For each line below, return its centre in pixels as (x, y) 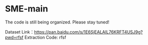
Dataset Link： (20, 32)
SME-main (27, 9)
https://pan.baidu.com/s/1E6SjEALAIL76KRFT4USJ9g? (88, 32)
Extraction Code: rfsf (45, 37)
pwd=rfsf (14, 37)
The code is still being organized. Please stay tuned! (57, 22)
